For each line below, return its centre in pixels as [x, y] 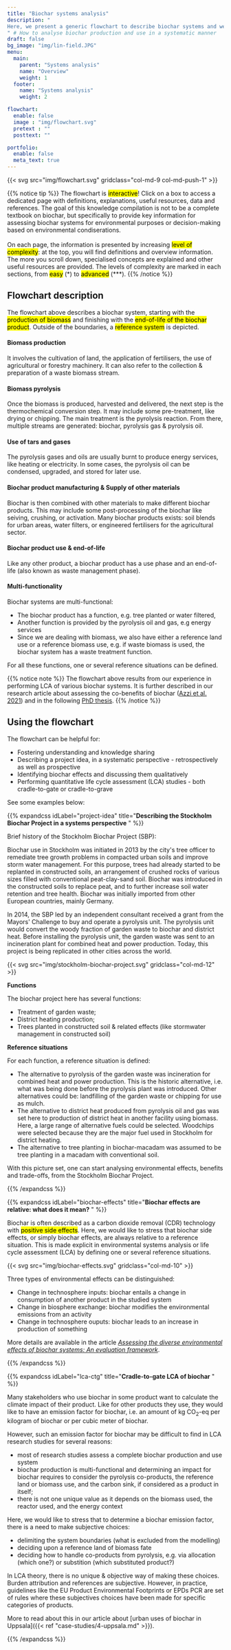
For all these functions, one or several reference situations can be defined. [113, 665]
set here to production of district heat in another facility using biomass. [118, 1118]
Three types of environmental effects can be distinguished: [91, 1279]
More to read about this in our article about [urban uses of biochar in [104, 1618]
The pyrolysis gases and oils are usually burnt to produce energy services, [113, 457]
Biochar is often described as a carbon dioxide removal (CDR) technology [111, 1223]
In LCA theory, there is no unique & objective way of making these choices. [113, 1575]
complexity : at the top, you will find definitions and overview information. [110, 252]
